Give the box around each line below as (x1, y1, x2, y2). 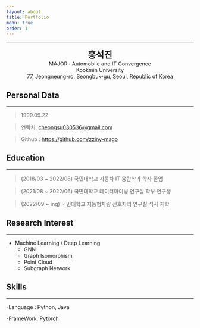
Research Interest (6, 218, 74, 228)
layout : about (6, 8, 42, 15)
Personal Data (6, 90, 60, 100)
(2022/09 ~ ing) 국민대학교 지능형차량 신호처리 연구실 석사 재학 (20, 200, 170, 207)
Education (6, 153, 45, 163)
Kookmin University (76, 67, 124, 74)
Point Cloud (23, 258, 52, 265)
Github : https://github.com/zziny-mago (20, 136, 118, 143)
